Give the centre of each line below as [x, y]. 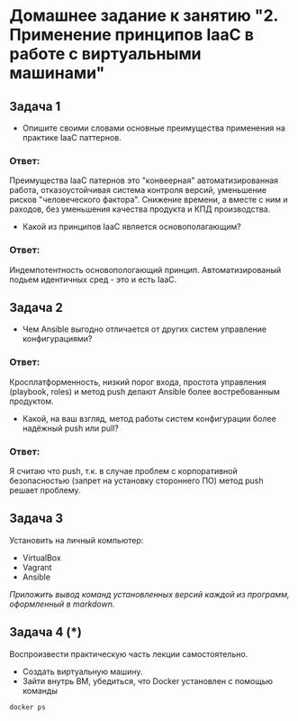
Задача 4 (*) [46, 632]
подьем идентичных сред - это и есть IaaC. [93, 279]
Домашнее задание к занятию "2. [144, 16]
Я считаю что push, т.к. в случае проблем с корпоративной [123, 471]
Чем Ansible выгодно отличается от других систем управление [144, 329]
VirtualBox [41, 557]
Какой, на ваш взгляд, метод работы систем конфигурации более [149, 418]
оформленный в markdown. [62, 604]
